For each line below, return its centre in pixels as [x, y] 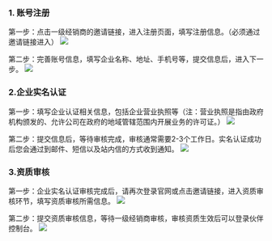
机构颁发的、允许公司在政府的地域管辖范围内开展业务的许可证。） [117, 121]
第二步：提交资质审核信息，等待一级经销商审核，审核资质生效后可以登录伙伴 [136, 218]
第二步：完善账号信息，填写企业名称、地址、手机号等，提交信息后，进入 [129, 59]
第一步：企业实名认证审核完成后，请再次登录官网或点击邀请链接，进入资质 [132, 191]
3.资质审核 [29, 171]
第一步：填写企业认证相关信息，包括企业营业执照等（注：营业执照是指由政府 [136, 112]
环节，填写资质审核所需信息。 [65, 201]
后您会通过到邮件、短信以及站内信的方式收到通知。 [93, 149]
